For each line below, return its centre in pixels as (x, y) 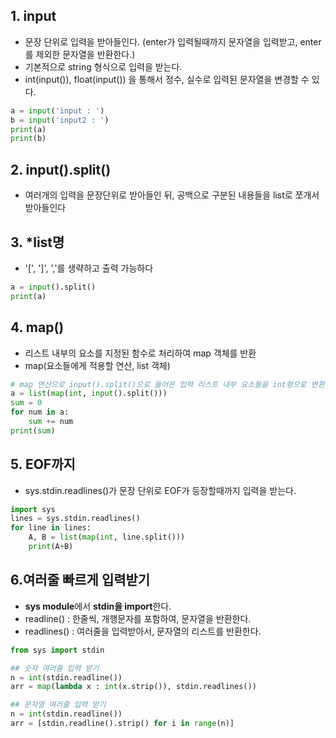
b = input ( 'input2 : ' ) (60, 120)
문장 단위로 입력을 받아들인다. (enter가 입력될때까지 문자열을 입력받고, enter (173, 41)
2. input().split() (61, 169)
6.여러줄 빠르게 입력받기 (80, 580)
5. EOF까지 (43, 464)
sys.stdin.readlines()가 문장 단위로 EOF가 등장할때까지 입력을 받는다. (160, 490)
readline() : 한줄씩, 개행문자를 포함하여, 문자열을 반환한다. (138, 618)
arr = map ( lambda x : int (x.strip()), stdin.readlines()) (133, 687)
